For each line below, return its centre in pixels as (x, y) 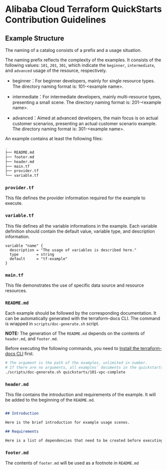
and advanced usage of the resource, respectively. (56, 70)
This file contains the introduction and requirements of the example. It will (81, 395)
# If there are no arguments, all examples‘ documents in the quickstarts (84, 368)
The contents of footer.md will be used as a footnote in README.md (72, 463)
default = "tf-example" (39, 259)
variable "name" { (24, 246)
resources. (16, 291)
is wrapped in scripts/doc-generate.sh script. (52, 324)
